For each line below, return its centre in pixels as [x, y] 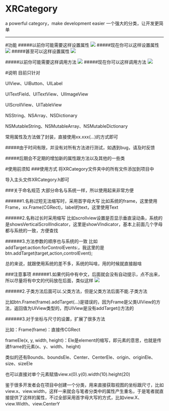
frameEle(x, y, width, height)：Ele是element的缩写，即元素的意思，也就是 [81, 340]
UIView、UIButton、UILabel [34, 83]
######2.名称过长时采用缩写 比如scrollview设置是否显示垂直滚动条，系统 [82, 218]
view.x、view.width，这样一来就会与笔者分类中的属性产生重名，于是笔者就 [82, 391]
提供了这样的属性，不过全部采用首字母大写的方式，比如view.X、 [76, 397]
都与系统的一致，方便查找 [32, 230]
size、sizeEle [19, 363]
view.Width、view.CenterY [33, 403]
